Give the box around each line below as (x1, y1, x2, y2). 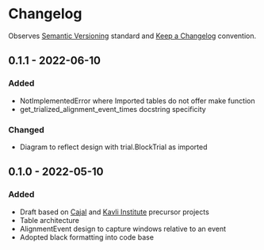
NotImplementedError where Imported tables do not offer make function (19, 96, 255, 106)
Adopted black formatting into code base (19, 232, 155, 242)
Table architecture (19, 215, 79, 225)
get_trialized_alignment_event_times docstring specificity (19, 104, 206, 113)
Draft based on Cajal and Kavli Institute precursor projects (19, 207, 210, 217)
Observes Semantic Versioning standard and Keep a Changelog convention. (8, 31, 257, 40)
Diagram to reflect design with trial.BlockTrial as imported (19, 142, 208, 152)
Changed (8, 124, 45, 135)
